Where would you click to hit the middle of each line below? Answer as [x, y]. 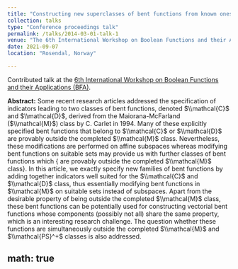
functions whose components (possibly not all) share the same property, [113, 214]
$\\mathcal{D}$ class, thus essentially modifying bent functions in [104, 183]
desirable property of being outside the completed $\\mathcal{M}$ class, [114, 198]
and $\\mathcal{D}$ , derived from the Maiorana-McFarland [94, 116]
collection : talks [34, 21]
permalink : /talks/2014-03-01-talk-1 [63, 34]
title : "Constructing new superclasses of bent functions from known [112, 14]
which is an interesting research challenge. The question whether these [112, 221]
